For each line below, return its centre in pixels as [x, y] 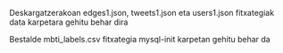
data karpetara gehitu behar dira [69, 22]
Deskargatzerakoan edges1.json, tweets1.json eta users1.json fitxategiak [142, 13]
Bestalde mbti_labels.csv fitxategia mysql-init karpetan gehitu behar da [140, 39]
